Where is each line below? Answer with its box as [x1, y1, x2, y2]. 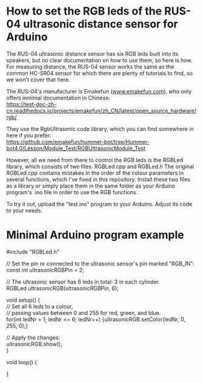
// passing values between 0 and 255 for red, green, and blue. [6, 309, 161, 316]
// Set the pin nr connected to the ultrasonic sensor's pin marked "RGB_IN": [6, 260, 195, 267]
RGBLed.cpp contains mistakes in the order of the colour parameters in [6, 169, 184, 177]
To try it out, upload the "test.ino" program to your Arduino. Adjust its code [6, 200, 193, 208]
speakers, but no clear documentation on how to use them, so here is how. [6, 56, 193, 64]
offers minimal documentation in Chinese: [6, 94, 110, 101]
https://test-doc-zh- [6, 100, 57, 107]
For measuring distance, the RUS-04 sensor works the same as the [6, 63, 175, 70]
